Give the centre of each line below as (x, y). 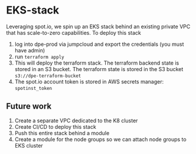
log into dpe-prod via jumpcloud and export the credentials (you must (99, 44)
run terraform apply (39, 56)
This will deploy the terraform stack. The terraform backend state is (97, 63)
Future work (29, 106)
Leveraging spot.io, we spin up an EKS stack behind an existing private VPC (98, 26)
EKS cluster (29, 145)
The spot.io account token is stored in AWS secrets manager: (89, 81)
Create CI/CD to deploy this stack (55, 126)
